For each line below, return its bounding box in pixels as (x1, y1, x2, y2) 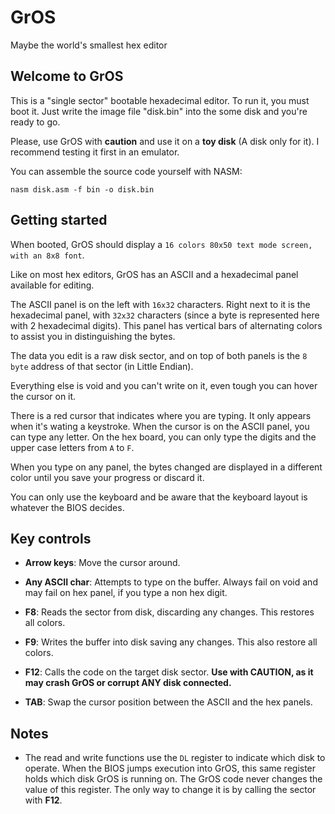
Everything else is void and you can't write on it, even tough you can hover (10, 379, 318, 391)
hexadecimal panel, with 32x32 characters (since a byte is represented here (10, 309, 320, 321)
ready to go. (10, 116, 61, 128)
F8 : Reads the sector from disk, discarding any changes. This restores (24, 606, 315, 618)
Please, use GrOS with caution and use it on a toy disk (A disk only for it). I (10, 135, 320, 147)
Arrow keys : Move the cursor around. (24, 557, 181, 569)
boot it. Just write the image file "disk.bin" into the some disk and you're (10, 105, 308, 117)
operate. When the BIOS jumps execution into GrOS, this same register (24, 762, 317, 775)
